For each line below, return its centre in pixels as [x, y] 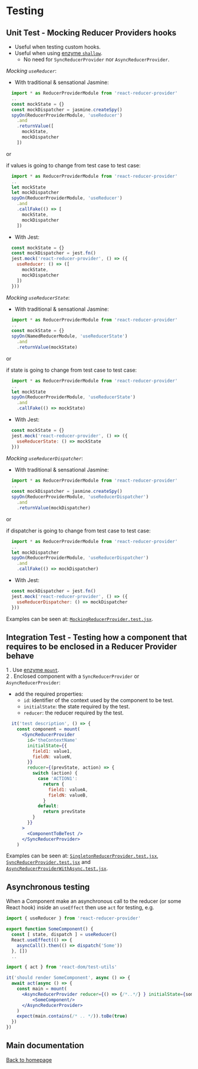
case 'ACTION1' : [57, 779]
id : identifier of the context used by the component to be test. [98, 700]
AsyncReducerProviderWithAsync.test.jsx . [57, 868]
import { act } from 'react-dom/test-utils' [62, 967]
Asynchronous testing [48, 887]
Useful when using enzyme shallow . [59, 53]
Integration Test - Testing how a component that [97, 637]
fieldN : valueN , [52, 757]
